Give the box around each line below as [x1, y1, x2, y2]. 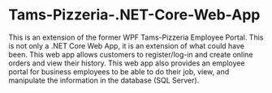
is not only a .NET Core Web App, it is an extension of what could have [8, 40, 245, 50]
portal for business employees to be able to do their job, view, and [8, 66, 230, 76]
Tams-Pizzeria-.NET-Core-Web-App [8, 6, 261, 24]
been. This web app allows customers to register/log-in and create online [8, 49, 253, 59]
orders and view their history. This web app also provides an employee [8, 58, 245, 68]
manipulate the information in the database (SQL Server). [8, 75, 200, 85]
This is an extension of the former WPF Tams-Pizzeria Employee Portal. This [8, 32, 264, 42]
